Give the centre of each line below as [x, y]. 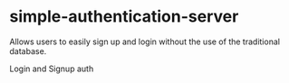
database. [28, 51]
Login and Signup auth [52, 69]
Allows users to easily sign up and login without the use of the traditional [145, 41]
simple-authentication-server [124, 17]
